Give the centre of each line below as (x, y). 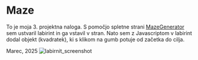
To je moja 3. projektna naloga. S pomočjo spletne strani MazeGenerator (95, 27)
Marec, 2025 (22, 50)
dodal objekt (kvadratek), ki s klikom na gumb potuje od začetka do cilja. (95, 39)
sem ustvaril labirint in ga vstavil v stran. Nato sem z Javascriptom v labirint (99, 33)
